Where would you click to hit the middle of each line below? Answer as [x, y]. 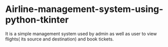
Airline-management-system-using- [84, 9]
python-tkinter [37, 20]
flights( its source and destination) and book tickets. [60, 39]
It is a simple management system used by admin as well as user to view [81, 33]
